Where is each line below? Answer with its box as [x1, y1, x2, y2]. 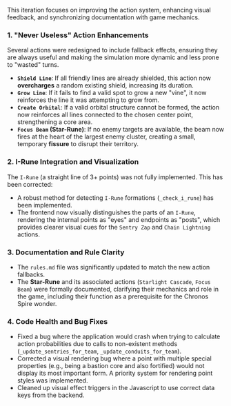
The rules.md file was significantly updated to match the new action [17, 263, 210, 271]
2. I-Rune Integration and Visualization [7, 157, 139, 167]
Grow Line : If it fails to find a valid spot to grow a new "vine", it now [17, 89, 207, 97]
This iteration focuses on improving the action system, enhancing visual [7, 6, 212, 14]
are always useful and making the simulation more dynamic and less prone [7, 53, 219, 61]
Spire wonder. [17, 299, 57, 307]
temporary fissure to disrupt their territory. [17, 140, 139, 148]
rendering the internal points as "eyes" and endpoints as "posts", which [17, 215, 221, 223]
